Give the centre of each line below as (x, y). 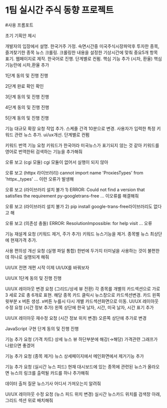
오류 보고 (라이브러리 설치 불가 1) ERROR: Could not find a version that (75, 190)
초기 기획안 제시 (21, 35)
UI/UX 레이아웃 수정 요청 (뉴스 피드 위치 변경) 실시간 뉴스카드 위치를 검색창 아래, (83, 394)
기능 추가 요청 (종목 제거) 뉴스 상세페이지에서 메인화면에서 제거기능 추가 (75, 356)
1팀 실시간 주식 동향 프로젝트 (59, 10)
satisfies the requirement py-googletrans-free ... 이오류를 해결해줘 (72, 196)
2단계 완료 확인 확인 (24, 86)
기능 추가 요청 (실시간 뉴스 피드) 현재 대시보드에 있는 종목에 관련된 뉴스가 (76, 367)
